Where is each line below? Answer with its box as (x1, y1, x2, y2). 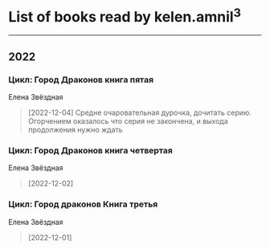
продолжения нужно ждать (27, 124, 123, 134)
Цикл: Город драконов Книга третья (8, 198, 158, 210)
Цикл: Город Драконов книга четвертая (8, 145, 173, 156)
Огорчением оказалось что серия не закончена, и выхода (27, 116, 229, 125)
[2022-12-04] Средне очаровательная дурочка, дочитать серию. (27, 108, 252, 117)
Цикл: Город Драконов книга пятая (8, 74, 154, 85)
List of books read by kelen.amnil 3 (8, 5, 242, 27)
